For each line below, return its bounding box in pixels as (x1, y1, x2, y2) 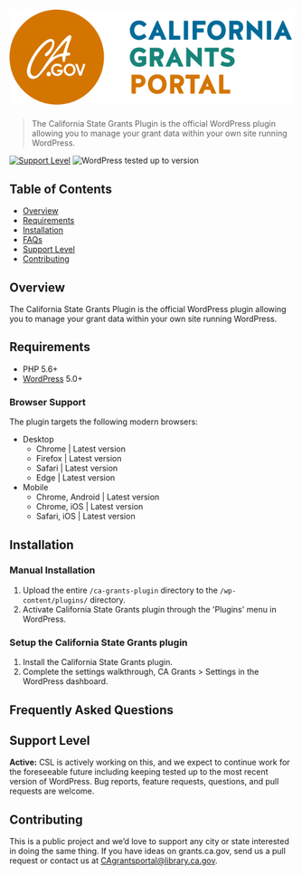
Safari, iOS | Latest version (35, 511, 136, 522)
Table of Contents (9, 181, 113, 196)
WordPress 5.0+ (22, 373, 83, 384)
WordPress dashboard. (22, 676, 109, 687)
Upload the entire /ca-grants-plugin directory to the (22, 585, 219, 595)
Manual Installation (9, 564, 96, 576)
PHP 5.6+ (22, 363, 59, 375)
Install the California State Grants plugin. (22, 657, 174, 668)
